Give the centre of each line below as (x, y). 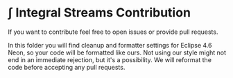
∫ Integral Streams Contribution (100, 13)
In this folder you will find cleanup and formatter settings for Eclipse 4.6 (110, 45)
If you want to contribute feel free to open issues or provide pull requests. (113, 32)
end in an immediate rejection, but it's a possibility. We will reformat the (110, 59)
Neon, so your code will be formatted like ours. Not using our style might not (117, 52)
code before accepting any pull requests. (67, 67)
